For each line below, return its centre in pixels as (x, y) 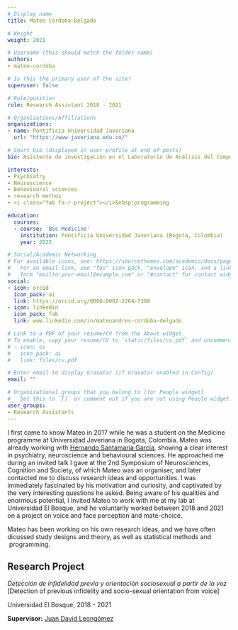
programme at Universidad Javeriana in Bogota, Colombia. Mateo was (109, 440)
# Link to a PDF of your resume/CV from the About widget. (96, 334)
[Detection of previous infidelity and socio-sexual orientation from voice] (113, 591)
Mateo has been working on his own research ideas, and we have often (112, 529)
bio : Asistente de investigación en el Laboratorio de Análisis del (110, 157)
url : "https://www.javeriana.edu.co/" (71, 138)
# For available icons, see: (50, 261)
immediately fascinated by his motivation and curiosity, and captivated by (114, 485)
